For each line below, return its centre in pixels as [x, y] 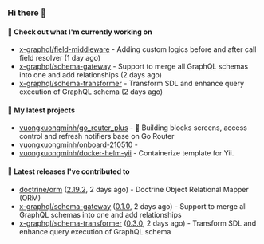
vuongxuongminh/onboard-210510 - [79, 145]
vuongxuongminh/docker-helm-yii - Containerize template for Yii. [126, 153]
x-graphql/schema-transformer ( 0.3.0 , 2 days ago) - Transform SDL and [138, 223]
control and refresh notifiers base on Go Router [97, 136]
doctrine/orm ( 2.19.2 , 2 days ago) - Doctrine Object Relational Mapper [134, 189]
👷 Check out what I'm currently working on [80, 32]
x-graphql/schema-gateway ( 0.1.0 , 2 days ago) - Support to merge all [133, 206]
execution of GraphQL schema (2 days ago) [91, 92]
